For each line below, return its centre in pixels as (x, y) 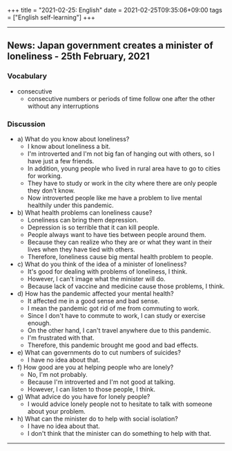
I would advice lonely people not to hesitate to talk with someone (120, 404)
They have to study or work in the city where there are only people (122, 183)
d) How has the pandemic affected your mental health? (95, 293)
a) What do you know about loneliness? (73, 139)
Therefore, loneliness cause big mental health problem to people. (120, 256)
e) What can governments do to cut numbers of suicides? (99, 352)
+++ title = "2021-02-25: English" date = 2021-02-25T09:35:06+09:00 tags (115, 10)
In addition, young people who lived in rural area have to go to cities (124, 168)
